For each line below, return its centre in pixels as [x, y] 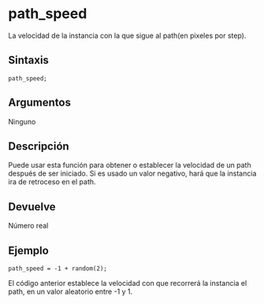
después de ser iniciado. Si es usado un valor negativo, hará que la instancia [132, 173]
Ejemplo [28, 250]
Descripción [39, 146]
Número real [28, 226]
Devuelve [32, 207]
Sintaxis [29, 60]
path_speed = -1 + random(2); [58, 269]
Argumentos [39, 103]
